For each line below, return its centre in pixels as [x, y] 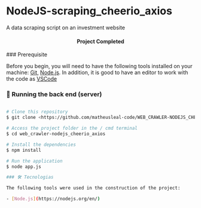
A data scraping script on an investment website [66, 27]
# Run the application [34, 161]
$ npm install [24, 150]
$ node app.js [24, 166]
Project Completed [100, 41]
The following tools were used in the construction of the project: [93, 188]
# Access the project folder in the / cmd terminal [72, 129]
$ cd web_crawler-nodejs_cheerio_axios [56, 134]
